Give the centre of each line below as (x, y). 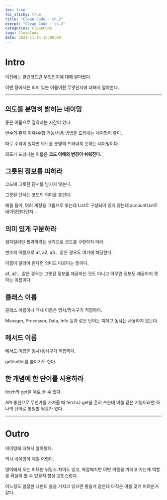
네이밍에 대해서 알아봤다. (29, 448)
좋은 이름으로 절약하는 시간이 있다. (38, 122)
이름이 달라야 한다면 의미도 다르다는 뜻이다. (47, 263)
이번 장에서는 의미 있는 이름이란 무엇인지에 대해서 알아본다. (62, 87)
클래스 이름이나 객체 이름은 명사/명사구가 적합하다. (54, 310)
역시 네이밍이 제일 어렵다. (30, 459)
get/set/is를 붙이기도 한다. (31, 361)
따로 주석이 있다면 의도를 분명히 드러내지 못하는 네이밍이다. (62, 143)
